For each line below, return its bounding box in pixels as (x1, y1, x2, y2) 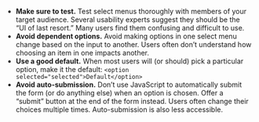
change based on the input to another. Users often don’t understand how (15, 40, 252, 49)
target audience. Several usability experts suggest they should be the (15, 15, 241, 24)
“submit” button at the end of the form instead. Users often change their (15, 97, 249, 106)
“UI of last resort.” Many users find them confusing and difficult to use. (15, 23, 245, 32)
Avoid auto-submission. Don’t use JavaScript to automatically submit (15, 80, 243, 89)
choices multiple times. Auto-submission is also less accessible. (15, 105, 224, 114)
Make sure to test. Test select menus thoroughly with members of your (15, 7, 247, 16)
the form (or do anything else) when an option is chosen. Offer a (15, 88, 224, 97)
